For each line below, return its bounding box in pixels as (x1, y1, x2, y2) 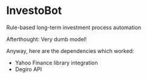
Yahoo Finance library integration (15, 59, 98, 66)
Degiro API (15, 65, 42, 73)
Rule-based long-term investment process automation (6, 24, 142, 31)
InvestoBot (6, 4, 62, 18)
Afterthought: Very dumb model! (6, 35, 87, 43)
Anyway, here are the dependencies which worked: (6, 47, 134, 55)
